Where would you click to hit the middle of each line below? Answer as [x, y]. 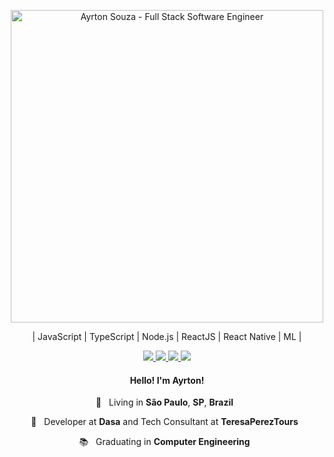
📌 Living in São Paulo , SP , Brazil [164, 402]
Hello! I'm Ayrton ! [167, 380]
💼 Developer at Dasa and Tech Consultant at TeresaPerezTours [164, 422]
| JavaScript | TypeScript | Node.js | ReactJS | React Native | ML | [167, 336]
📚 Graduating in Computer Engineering [164, 442]
